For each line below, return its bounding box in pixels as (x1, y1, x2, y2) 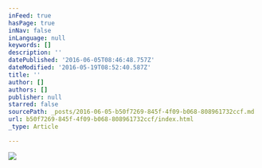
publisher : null (8, 93, 62, 101)
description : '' (8, 49, 62, 57)
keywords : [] (8, 41, 52, 49)
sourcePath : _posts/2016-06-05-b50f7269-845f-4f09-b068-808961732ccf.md (8, 108, 255, 116)
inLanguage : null (8, 33, 66, 42)
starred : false (8, 100, 59, 108)
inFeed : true (8, 11, 52, 20)
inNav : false (8, 26, 52, 34)
